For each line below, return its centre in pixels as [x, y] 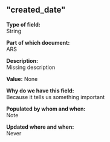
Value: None [22, 79]
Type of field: [23, 24]
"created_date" [36, 10]
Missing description [31, 67]
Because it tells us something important [56, 97]
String [14, 31]
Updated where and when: [40, 127]
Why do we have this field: [40, 91]
